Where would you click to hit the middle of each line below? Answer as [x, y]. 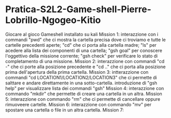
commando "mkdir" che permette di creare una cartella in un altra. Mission [84, 94]
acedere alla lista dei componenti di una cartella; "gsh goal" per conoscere [84, 50]
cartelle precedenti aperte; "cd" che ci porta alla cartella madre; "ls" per [81, 45]
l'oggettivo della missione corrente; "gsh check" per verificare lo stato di [82, 56]
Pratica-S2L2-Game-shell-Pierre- [78, 9]
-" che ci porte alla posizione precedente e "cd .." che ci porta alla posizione [86, 67]
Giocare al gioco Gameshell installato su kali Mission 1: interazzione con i [82, 34]
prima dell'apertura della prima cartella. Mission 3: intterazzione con [77, 72]
